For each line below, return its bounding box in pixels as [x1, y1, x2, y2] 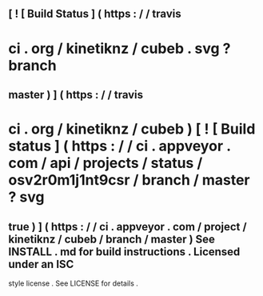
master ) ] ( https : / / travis [8, 88, 144, 102]
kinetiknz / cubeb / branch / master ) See [8, 232, 216, 246]
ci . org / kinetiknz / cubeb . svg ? [8, 39, 231, 58]
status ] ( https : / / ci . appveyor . [8, 137, 231, 155]
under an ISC [8, 257, 74, 271]
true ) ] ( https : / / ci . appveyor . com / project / [8, 220, 247, 234]
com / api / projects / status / [8, 154, 203, 172]
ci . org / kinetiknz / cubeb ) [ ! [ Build [8, 120, 256, 138]
